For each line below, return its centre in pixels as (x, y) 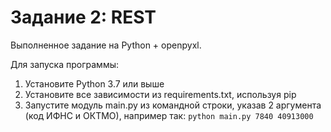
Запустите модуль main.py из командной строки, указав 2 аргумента (173, 105)
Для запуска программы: (64, 64)
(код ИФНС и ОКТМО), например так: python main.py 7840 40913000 (169, 115)
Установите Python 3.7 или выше (94, 83)
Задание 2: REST (83, 17)
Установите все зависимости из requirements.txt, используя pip (160, 94)
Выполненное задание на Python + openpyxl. (106, 45)
